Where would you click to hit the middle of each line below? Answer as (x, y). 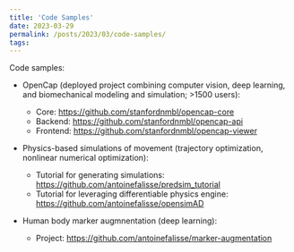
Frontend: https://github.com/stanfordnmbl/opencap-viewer (147, 131)
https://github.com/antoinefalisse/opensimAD (120, 204)
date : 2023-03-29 (42, 26)
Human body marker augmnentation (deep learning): (120, 221)
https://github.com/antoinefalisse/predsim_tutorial (128, 185)
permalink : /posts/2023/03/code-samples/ (88, 34)
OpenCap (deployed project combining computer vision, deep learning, (154, 85)
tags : (19, 42)
